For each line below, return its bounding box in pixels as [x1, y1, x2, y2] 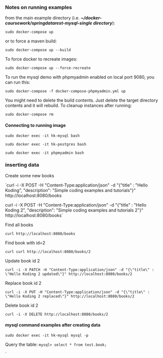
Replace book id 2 [5, 280, 42, 286]
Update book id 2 [5, 258, 40, 264]
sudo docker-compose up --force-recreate [5, 65, 91, 71]
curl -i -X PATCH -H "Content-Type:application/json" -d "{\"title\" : [5, 267, 154, 272]
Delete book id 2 [5, 302, 38, 308]
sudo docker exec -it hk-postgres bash [5, 142, 87, 147]
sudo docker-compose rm [5, 112, 54, 117]
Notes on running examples [5, 4, 72, 11]
